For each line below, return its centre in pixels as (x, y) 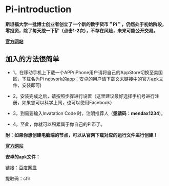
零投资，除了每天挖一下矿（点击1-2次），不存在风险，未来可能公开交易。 (82, 30)
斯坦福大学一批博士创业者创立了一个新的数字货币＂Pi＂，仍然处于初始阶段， (86, 24)
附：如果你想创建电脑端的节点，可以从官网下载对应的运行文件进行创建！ (81, 135)
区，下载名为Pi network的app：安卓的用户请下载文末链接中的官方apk (86, 79)
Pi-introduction (38, 9)
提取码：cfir (18, 178)
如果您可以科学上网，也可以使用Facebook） (68, 102)
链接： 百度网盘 (21, 168)
